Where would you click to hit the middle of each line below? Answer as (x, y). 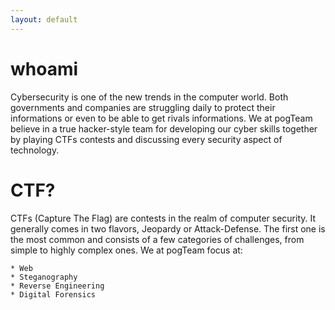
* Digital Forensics (53, 294)
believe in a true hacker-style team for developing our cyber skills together (164, 128)
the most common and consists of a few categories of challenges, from (157, 239)
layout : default (44, 19)
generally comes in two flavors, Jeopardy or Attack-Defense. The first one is (168, 228)
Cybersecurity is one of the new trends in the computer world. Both (149, 97)
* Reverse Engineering (57, 286)
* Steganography (44, 277)
